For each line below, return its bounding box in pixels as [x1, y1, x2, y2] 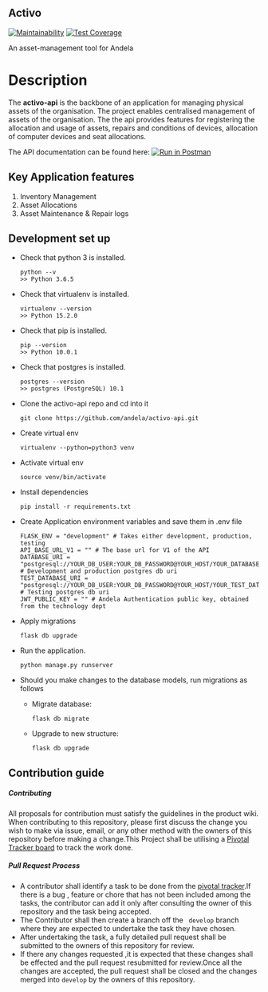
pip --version [19, 342, 67, 350]
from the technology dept [19, 602, 106, 610]
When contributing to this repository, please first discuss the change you [8, 817, 247, 826]
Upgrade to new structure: [31, 729, 119, 738]
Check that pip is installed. [19, 326, 108, 335]
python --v [19, 268, 57, 277]
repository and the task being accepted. [19, 906, 152, 916]
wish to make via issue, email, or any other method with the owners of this [8, 826, 253, 835]
